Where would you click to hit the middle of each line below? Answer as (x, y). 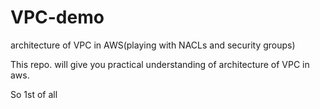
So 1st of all (34, 94)
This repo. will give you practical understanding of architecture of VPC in (160, 64)
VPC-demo (57, 17)
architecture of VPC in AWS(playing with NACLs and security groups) (153, 45)
